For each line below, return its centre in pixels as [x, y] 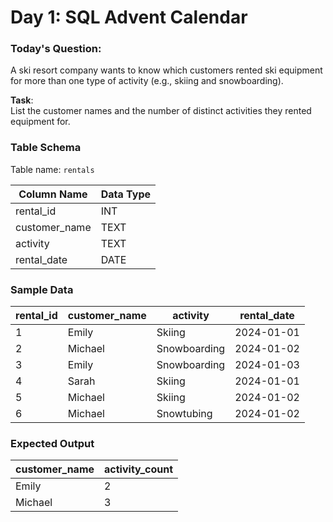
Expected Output [52, 443]
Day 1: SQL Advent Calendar [129, 17]
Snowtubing [184, 414]
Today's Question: [56, 49]
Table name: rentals [52, 169]
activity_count [139, 469]
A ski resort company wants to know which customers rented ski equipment [166, 70]
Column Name [53, 194]
